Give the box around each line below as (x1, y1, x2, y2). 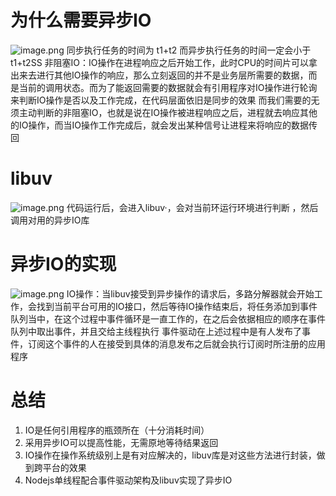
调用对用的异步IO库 (10, 214, 90, 226)
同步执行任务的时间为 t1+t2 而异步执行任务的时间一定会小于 (66, 44, 312, 56)
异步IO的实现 (10, 253, 117, 276)
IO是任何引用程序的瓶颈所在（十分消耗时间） (24, 424, 210, 436)
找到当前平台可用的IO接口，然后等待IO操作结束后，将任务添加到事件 (36, 300, 318, 312)
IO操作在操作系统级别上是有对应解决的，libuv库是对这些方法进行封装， (24, 449, 317, 461)
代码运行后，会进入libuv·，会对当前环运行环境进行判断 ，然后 (66, 201, 319, 213)
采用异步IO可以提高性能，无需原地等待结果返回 (24, 436, 219, 448)
